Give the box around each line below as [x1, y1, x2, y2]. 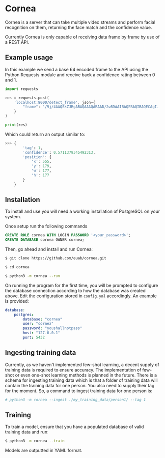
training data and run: [5, 429, 49, 435]
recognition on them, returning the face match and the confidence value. [5, 24, 152, 30]
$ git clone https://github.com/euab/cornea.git [5, 256, 107, 261]
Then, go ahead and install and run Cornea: [5, 246, 93, 252]
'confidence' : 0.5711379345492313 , [23, 150, 96, 155]
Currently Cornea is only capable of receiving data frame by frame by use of [5, 34, 160, 40]
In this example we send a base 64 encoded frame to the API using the [5, 66, 149, 72]
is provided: [5, 298, 29, 304]
